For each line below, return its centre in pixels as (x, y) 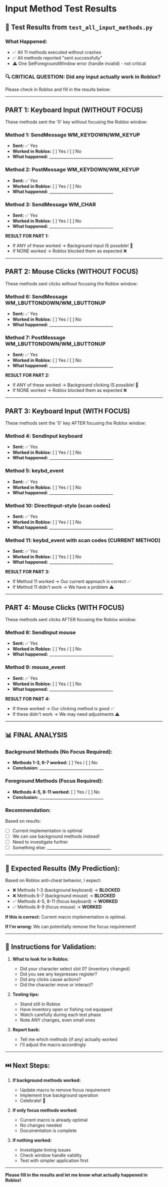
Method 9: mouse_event (35, 667)
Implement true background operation (59, 1095)
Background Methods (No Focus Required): (59, 752)
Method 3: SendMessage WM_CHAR (50, 204)
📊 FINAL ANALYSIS (36, 735)
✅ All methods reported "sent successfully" (57, 57)
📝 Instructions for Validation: (51, 947)
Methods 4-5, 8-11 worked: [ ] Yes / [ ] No (56, 792)
